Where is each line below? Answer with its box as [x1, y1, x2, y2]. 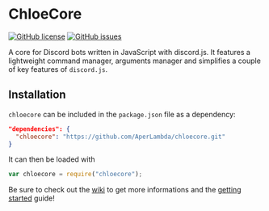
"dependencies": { [8, 124, 70, 133]
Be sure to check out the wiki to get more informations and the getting [8, 185, 242, 195]
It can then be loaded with [8, 154, 95, 164]
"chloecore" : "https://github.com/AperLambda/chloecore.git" [15, 133, 226, 141]
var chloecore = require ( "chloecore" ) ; [8, 171, 143, 179]
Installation [8, 88, 66, 102]
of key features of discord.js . [8, 64, 108, 74]
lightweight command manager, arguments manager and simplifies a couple [8, 56, 261, 65]
